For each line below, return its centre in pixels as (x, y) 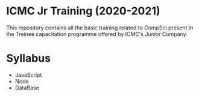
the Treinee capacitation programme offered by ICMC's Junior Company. (97, 34)
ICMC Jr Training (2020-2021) (84, 11)
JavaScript (28, 75)
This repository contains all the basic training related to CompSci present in (100, 28)
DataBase (27, 88)
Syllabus (29, 58)
